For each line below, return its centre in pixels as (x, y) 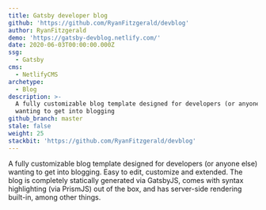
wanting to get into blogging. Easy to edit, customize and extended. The (125, 172)
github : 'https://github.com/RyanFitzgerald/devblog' (99, 23)
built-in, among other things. (55, 197)
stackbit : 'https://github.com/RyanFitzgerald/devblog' (102, 141)
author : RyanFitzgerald (47, 30)
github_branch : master (46, 119)
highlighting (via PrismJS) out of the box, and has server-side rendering (125, 189)
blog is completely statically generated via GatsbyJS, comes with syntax (126, 180)
